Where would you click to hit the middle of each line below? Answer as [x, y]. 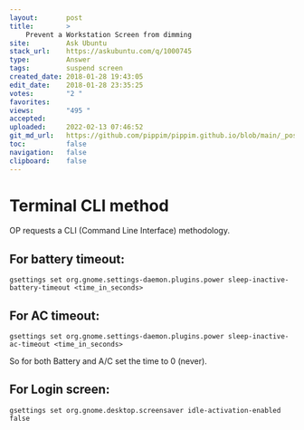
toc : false [48, 144]
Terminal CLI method [89, 205]
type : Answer [50, 60]
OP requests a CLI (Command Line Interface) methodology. [120, 231]
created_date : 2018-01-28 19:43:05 [76, 77]
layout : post [46, 18]
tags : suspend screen [66, 69]
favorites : [30, 102]
